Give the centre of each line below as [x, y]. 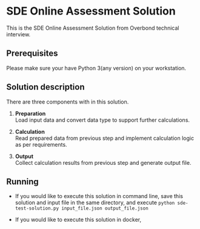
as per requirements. [41, 144]
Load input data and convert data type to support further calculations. [102, 120]
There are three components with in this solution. [68, 102]
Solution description [45, 87]
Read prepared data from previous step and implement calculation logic [105, 138]
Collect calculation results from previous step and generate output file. [103, 162]
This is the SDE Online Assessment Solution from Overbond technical [93, 28]
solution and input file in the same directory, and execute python [95, 203]
